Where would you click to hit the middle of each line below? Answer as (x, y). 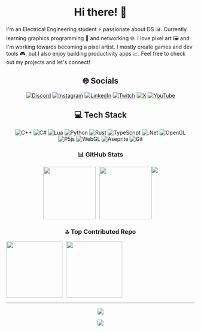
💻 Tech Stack (100, 115)
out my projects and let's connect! (48, 62)
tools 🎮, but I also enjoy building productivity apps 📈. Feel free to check (96, 53)
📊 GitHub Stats (100, 155)
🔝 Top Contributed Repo (100, 231)
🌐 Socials (100, 81)
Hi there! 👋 (100, 12)
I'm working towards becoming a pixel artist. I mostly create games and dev (99, 47)
